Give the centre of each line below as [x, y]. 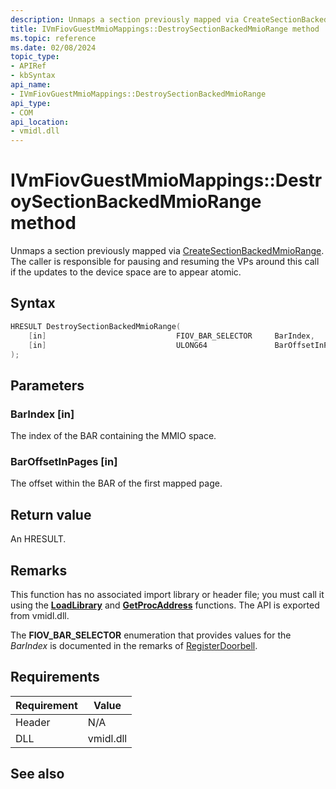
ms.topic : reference [53, 38]
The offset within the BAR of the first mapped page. [116, 483]
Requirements [55, 677]
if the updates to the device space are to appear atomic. [126, 272]
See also [37, 774]
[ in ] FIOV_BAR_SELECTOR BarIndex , [171, 336]
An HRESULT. [38, 539]
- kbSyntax [33, 76]
